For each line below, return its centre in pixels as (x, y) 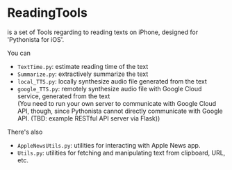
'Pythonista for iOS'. (36, 39)
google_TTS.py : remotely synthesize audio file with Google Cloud (109, 88)
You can (19, 53)
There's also (25, 132)
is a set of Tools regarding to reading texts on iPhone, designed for (103, 32)
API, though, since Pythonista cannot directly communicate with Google (120, 111)
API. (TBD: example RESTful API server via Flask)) (89, 118)
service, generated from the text (64, 96)
